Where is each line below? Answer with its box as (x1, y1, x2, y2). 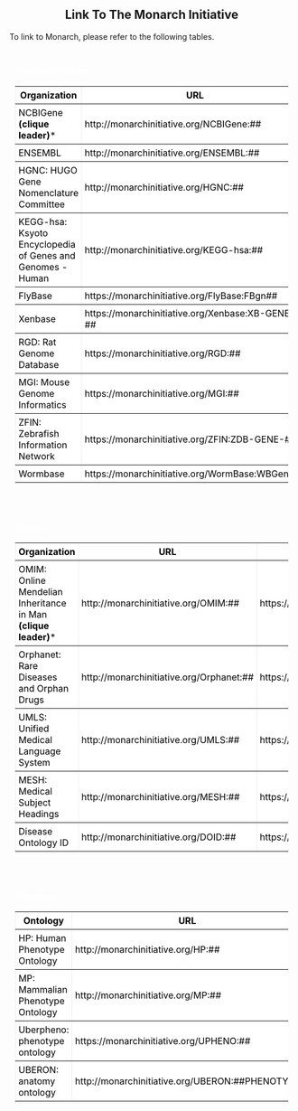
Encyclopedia (18, 239, 76, 251)
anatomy (18, 1075, 56, 1087)
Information (18, 438, 68, 451)
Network (18, 450, 56, 463)
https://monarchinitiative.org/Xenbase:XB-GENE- (84, 307, 296, 320)
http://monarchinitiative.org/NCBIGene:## (84, 118, 262, 130)
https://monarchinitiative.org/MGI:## (84, 388, 239, 400)
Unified (18, 722, 50, 735)
